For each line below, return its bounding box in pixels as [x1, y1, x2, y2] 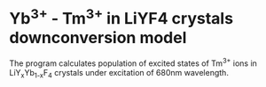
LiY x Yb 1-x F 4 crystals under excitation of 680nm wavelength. [9, 67, 229, 80]
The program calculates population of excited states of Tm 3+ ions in [9, 56, 257, 69]
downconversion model [9, 27, 187, 47]
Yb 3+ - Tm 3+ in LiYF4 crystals [9, 5, 233, 29]
